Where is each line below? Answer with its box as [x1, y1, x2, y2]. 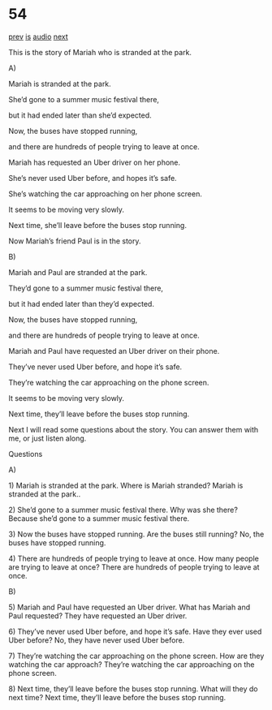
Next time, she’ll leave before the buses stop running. [8, 220, 187, 230]
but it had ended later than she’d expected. [8, 110, 152, 120]
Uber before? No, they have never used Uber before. [8, 635, 185, 645]
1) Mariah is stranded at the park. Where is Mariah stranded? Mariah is [8, 480, 244, 490]
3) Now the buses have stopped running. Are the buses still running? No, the [8, 529, 265, 539]
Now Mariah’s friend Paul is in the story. [8, 236, 141, 246]
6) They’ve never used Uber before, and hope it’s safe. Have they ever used [8, 626, 262, 636]
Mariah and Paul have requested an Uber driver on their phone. [8, 346, 220, 355]
